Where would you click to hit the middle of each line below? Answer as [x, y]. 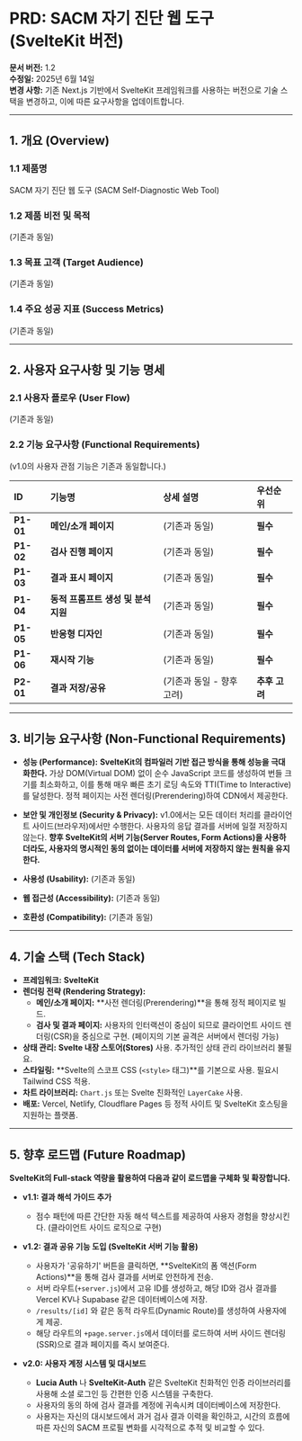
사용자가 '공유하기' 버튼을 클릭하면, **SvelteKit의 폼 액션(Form [146, 1266]
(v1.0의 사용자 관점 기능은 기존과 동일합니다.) [88, 466]
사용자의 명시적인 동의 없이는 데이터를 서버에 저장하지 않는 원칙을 [161, 849]
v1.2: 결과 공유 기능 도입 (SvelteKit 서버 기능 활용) [110, 1246]
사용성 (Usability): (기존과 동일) [79, 879]
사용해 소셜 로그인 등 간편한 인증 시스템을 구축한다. [124, 1393]
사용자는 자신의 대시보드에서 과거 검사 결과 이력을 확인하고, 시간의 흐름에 [163, 1416]
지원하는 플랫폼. [50, 1115]
